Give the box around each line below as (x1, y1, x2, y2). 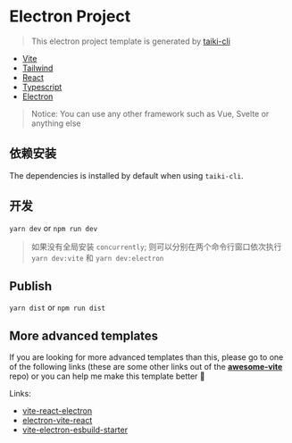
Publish (9, 279, 53, 294)
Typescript (21, 81, 63, 92)
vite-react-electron (21, 405, 93, 416)
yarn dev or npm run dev (9, 222, 98, 233)
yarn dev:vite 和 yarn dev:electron (30, 252, 164, 263)
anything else (30, 118, 81, 129)
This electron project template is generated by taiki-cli (30, 36, 230, 46)
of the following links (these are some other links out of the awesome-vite (9, 362, 283, 372)
